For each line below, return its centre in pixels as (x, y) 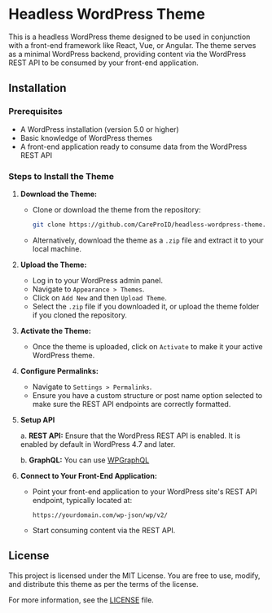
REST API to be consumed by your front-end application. (103, 63)
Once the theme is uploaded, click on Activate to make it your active (147, 346)
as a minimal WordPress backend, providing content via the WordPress (127, 54)
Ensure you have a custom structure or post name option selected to (147, 395)
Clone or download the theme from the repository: (116, 209)
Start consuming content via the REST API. (104, 530)
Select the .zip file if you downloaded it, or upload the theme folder (146, 306)
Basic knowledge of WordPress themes (86, 138)
